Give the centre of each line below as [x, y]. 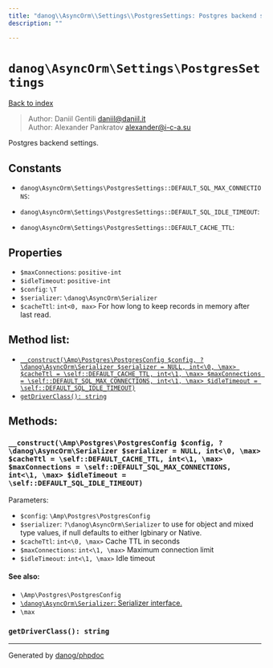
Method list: [39, 340]
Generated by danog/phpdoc [56, 655]
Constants [35, 168]
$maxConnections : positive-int [71, 272]
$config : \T [39, 289]
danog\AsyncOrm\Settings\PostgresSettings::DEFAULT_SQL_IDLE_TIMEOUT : [140, 212]
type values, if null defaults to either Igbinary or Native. [111, 532]
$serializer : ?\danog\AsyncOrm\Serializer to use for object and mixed [137, 524]
